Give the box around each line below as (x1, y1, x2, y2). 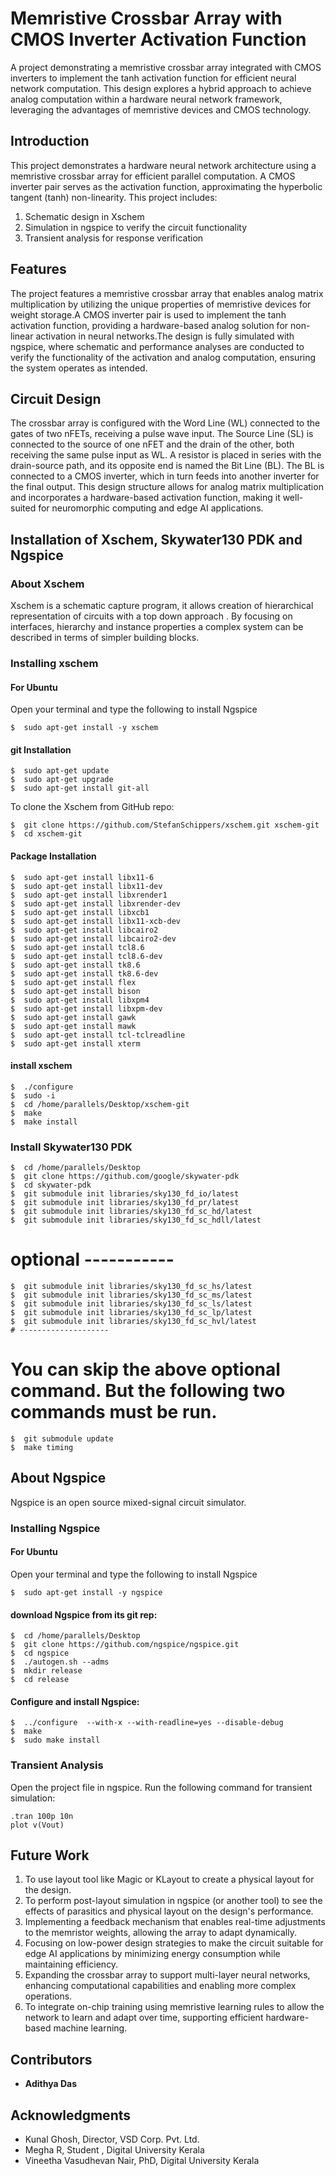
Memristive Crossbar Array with (10, 7, 283, 30)
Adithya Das (24, 2078, 77, 2090)
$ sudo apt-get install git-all (10, 783, 150, 794)
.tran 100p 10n (10, 1811, 74, 1821)
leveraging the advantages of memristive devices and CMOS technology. (10, 103, 312, 116)
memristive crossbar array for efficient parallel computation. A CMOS (10, 170, 296, 182)
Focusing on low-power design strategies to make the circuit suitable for (24, 1937, 324, 1949)
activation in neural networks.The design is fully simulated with (35, 330, 295, 342)
